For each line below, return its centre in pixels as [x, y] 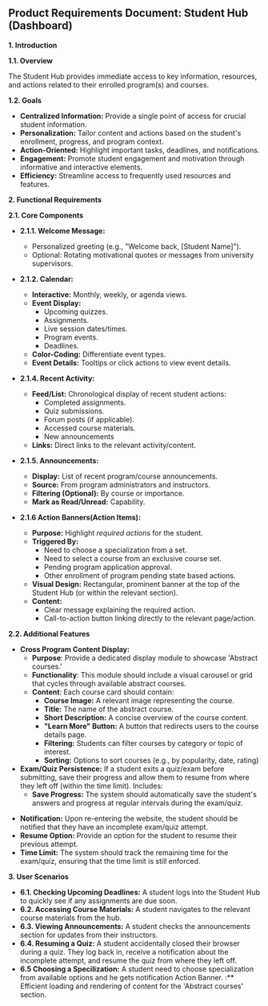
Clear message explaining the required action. [120, 609]
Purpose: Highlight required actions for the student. [117, 532]
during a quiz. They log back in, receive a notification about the [124, 951]
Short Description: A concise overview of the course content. [146, 717]
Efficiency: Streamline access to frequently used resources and [125, 175]
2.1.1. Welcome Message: [62, 230]
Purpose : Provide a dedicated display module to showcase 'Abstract [145, 658]
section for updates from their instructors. [89, 935]
